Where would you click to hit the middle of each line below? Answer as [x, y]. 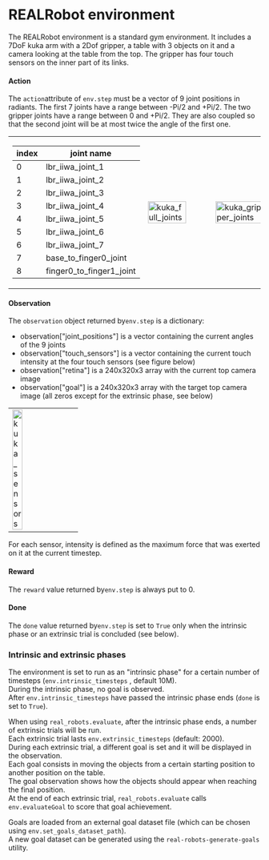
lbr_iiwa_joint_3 [74, 193]
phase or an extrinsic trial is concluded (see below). [94, 633]
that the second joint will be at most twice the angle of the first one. [120, 124]
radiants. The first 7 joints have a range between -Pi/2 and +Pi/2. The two [129, 107]
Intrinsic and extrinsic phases [67, 654]
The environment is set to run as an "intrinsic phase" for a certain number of [134, 672]
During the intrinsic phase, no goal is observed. [86, 689]
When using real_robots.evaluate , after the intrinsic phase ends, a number [133, 721]
